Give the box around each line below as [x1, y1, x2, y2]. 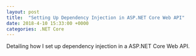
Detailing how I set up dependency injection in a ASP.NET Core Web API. [6, 43, 190, 50]
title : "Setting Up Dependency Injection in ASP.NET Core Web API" [6, 15, 185, 21]
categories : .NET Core [6, 26, 64, 32]
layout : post [6, 9, 40, 15]
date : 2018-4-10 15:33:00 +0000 [6, 20, 89, 26]
